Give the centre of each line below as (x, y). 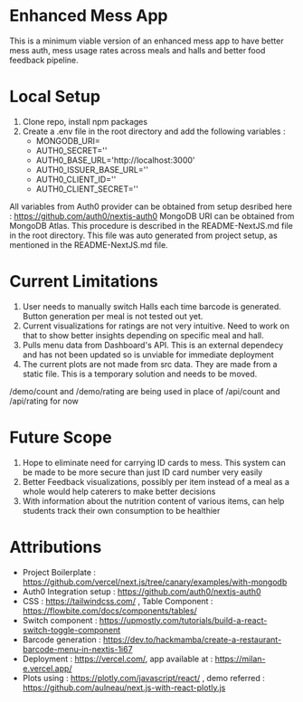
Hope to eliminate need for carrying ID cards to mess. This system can (154, 462)
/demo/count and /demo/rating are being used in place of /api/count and (145, 391)
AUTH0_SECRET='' (71, 150)
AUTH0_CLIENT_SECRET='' (87, 189)
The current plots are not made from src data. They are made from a (150, 364)
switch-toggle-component (71, 630)
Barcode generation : (62, 640)
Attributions (56, 547)
